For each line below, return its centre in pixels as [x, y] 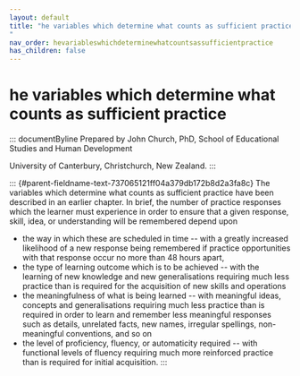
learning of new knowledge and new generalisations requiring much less [156, 277]
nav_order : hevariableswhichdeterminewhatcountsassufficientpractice [142, 43]
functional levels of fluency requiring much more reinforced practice [148, 353]
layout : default [39, 17]
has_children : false [48, 51]
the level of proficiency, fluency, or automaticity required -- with [140, 343]
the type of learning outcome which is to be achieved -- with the [141, 267]
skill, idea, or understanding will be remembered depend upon [124, 221]
